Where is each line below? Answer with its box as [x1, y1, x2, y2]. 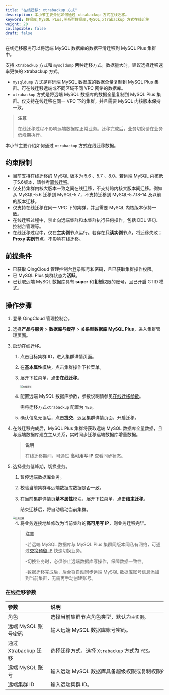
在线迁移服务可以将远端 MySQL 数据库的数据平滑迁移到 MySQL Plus [5, 45, 147, 51]
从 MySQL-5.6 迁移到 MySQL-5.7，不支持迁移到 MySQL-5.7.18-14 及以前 [12, 191, 162, 197]
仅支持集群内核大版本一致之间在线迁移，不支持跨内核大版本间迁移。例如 [12, 185, 162, 191]
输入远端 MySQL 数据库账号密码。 [50, 626, 131, 633]
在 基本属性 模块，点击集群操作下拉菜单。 [20, 364, 104, 370]
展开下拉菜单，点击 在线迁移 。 [20, 375, 82, 381]
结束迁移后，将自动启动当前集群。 [20, 506, 91, 513]
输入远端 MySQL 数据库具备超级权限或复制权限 [50, 668, 161, 675]
